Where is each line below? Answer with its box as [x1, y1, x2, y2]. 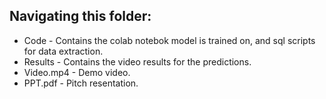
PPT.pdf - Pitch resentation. [23, 77, 139, 89]
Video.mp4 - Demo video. [23, 66, 131, 78]
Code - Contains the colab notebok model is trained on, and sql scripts [23, 34, 316, 46]
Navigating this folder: [9, 8, 152, 25]
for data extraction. [23, 45, 104, 57]
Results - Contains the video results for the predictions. [23, 55, 252, 68]
